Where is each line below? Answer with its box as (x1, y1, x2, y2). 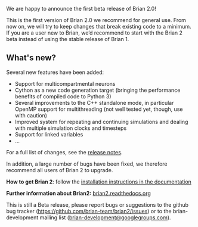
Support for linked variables (14, 130, 83, 138)
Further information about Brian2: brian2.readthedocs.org (6, 189, 151, 197)
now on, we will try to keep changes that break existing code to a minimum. (6, 23, 192, 30)
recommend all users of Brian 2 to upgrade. (6, 166, 113, 173)
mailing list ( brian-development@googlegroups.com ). (39, 214, 171, 221)
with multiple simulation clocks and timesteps (14, 125, 127, 132)
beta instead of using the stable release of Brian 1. (6, 36, 129, 42)
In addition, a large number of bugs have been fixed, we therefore (6, 160, 168, 167)
